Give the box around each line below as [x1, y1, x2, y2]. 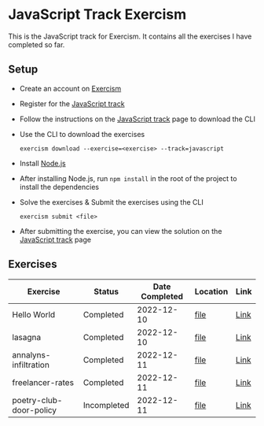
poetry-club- [12, 395, 63, 406]
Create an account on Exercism [19, 83, 122, 93]
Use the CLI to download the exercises [19, 129, 145, 139]
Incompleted [82, 399, 130, 410]
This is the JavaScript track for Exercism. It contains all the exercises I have [8, 31, 252, 41]
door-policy [12, 404, 57, 415]
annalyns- [12, 349, 51, 360]
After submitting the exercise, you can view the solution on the [19, 226, 222, 235]
